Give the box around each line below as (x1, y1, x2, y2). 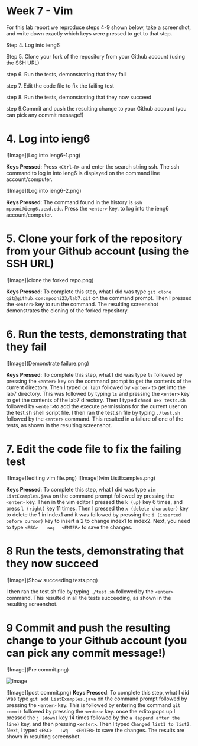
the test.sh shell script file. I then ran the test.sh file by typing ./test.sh (6, 409, 180, 416)
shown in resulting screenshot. (6, 732, 82, 740)
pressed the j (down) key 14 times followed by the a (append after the (6, 714, 180, 721)
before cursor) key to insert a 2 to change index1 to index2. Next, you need (6, 517, 190, 524)
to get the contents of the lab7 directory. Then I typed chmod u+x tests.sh (6, 396, 186, 403)
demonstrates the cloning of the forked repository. (6, 306, 129, 314)
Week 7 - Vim (6, 4, 73, 18)
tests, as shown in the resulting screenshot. (6, 421, 112, 428)
